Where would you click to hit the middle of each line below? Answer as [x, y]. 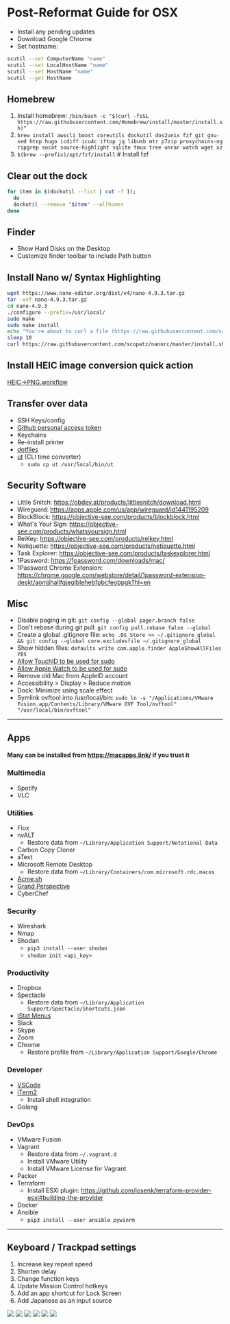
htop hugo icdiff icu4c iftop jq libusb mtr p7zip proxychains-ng [126, 142]
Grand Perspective [43, 886]
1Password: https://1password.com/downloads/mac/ [91, 560]
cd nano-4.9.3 [27, 306]
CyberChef [33, 893]
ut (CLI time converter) [49, 457]
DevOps [21, 1124]
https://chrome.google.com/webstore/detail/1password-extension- [111, 575]
